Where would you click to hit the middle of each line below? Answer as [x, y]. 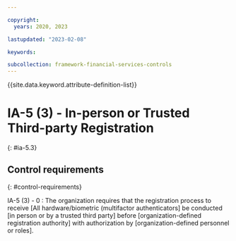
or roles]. [20, 230]
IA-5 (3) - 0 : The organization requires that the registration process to [110, 200]
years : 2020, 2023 [41, 26]
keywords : [22, 52]
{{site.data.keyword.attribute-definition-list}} [72, 85]
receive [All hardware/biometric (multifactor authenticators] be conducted [115, 208]
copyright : [23, 20]
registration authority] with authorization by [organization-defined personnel [118, 223]
